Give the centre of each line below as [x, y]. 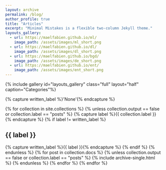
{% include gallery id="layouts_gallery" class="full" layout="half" [72, 84]
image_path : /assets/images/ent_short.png [59, 70]
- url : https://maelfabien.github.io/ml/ [53, 38]
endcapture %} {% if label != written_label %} [59, 119]
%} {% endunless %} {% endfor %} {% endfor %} [57, 163]
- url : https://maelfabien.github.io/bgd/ [54, 56]
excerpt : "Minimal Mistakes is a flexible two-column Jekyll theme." [79, 28]
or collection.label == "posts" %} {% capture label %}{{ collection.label [78, 114]
